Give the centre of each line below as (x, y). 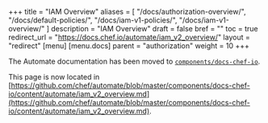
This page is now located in (54, 77)
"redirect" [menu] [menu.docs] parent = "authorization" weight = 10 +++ (129, 46)
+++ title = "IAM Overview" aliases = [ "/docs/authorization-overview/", (127, 12)
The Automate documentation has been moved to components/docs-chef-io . (134, 61)
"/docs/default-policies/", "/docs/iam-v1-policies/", (93, 20)
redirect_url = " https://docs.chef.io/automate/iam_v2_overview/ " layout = (129, 37)
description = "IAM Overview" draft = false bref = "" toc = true (155, 29)
